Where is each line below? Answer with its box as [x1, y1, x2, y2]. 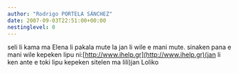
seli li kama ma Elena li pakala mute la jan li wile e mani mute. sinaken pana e [7, 43, 232, 52]
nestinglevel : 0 [7, 23, 55, 30]
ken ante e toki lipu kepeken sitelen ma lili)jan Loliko [7, 58, 159, 67]
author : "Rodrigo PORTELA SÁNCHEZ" [7, 10, 113, 18]
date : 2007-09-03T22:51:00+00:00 [7, 17, 107, 24]
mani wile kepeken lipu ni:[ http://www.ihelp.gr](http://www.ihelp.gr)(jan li [7, 50, 221, 59]
